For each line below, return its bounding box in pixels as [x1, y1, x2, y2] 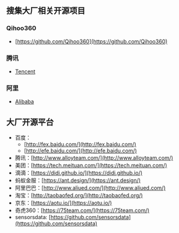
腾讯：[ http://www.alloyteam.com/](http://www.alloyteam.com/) [14, 154, 174, 162]
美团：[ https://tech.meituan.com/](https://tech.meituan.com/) [14, 162, 168, 169]
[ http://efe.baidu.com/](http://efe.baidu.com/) [23, 147, 137, 154]
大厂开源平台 [6, 116, 54, 127]
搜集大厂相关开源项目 [6, 5, 85, 16]
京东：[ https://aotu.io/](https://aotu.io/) [14, 199, 112, 207]
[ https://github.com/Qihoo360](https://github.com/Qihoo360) [14, 38, 168, 45]
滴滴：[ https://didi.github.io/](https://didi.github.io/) [14, 169, 143, 177]
